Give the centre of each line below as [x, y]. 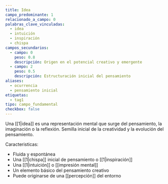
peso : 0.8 [25, 57]
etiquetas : [17, 95]
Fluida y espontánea [34, 154]
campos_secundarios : [27, 48]
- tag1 [17, 100]
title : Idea [18, 10]
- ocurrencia [24, 85]
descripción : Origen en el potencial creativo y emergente [78, 62]
